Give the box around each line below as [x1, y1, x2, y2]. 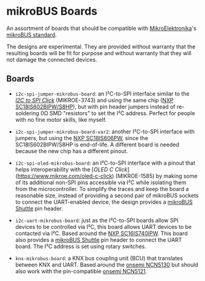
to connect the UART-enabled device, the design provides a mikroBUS [15, 198, 193, 206]
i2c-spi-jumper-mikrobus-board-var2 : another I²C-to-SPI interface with [15, 127, 195, 135]
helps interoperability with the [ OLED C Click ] [15, 165, 130, 173]
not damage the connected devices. [6, 56, 97, 63]
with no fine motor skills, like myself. [15, 116, 107, 123]
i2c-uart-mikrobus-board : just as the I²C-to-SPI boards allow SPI [15, 216, 179, 224]
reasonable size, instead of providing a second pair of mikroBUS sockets [15, 192, 199, 199]
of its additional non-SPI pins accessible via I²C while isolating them [15, 179, 187, 186]
